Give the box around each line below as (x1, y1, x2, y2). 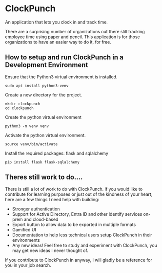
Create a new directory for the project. (5, 91, 82, 98)
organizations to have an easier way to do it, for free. (5, 39, 111, 45)
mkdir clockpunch (5, 101, 40, 106)
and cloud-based (23, 216, 59, 222)
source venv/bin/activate (5, 141, 58, 147)
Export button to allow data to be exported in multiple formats (12, 221, 136, 227)
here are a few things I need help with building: (5, 196, 100, 202)
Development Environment (5, 61, 88, 69)
